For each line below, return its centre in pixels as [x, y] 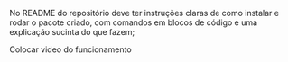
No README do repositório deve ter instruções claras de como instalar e [144, 13]
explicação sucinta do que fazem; [72, 32]
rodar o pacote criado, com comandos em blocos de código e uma [134, 22]
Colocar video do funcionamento [71, 49]
